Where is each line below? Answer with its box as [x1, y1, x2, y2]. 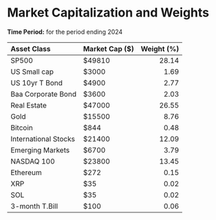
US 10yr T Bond [10, 78, 63, 88]
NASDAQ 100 [10, 157, 55, 166]
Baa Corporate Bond [10, 89, 77, 99]
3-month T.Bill [10, 201, 58, 211]
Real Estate [10, 100, 47, 110]
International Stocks [10, 134, 76, 143]
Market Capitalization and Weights [7, 5, 210, 21]
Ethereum [10, 168, 43, 177]
